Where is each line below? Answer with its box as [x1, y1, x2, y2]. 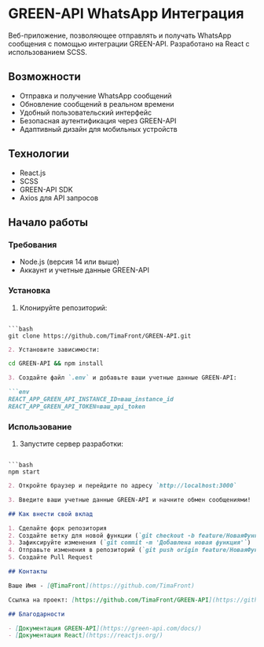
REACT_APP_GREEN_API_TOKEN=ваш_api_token [8, 402, 146, 411]
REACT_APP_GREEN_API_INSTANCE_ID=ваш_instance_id [8, 396, 174, 404]
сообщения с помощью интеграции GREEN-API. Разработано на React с [8, 38, 250, 48]
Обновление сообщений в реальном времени [19, 99, 174, 108]
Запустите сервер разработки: [19, 439, 124, 448]
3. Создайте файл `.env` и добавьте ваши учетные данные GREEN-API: [8, 374, 237, 382]
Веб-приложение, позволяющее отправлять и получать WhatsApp [8, 31, 232, 40]
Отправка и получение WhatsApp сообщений [19, 91, 172, 101]
